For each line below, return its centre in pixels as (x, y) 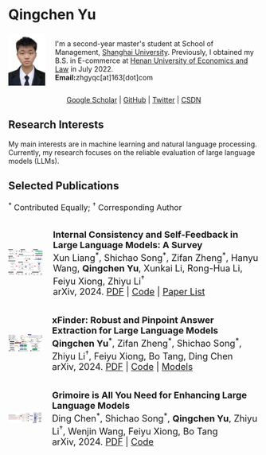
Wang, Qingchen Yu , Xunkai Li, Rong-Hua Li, (148, 268)
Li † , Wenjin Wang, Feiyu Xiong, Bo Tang (135, 430)
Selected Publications (64, 186)
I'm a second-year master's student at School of (134, 43)
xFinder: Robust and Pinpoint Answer (133, 320)
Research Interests (56, 125)
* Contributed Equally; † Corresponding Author (95, 206)
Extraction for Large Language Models (135, 330)
